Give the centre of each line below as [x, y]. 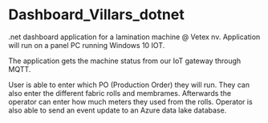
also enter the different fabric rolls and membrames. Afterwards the [120, 93]
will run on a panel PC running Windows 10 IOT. [87, 45]
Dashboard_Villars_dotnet [96, 15]
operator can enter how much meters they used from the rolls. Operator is [130, 101]
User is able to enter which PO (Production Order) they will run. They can [129, 85]
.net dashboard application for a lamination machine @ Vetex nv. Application [134, 37]
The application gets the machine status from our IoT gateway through [125, 61]
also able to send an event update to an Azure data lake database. [118, 110]
